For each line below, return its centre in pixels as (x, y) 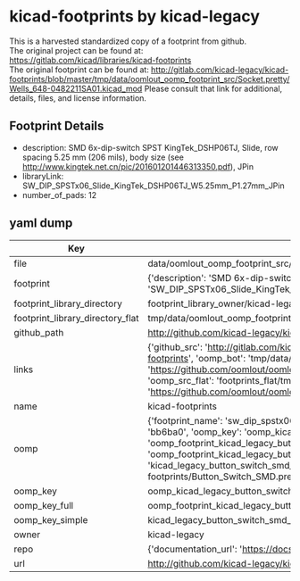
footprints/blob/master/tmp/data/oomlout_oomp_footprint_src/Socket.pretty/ (150, 79)
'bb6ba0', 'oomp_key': (195, 432)
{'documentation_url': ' (195, 549)
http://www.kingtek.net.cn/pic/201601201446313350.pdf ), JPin (138, 166)
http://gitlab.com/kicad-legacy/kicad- (220, 70)
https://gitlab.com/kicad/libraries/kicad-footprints (100, 60)
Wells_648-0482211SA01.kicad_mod (76, 88)
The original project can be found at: (76, 50)
